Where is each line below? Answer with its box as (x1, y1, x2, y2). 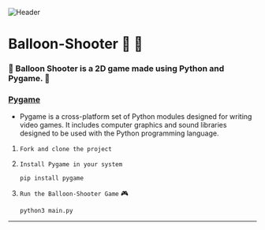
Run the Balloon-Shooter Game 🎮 (19, 189, 129, 198)
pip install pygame (19, 174, 84, 183)
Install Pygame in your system (19, 161, 123, 169)
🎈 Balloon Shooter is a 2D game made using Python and (8, 63, 225, 74)
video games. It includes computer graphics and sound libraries (19, 121, 227, 130)
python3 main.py (19, 207, 73, 215)
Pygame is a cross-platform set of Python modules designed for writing (19, 112, 252, 121)
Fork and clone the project (19, 146, 112, 154)
